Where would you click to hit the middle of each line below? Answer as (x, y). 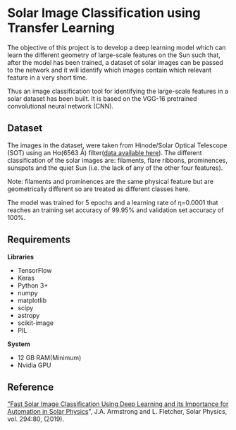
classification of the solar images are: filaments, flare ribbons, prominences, (117, 160)
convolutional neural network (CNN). (61, 106)
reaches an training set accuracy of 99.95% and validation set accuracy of (116, 210)
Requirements (39, 240)
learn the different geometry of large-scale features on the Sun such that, (114, 55)
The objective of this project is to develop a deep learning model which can (117, 47)
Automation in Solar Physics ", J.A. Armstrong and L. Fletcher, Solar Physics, (117, 412)
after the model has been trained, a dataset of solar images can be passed (115, 62)
